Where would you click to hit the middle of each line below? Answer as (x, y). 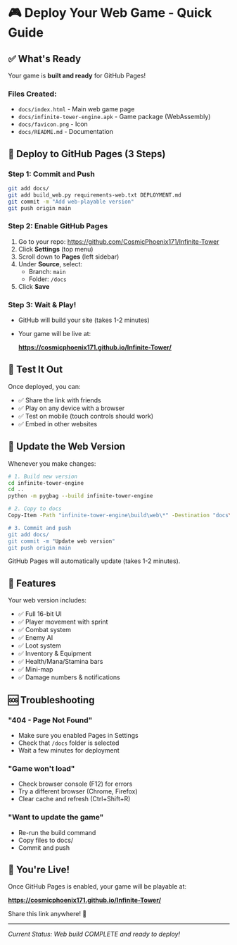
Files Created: (32, 94)
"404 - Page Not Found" (50, 720)
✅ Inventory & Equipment (55, 654)
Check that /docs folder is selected (69, 743)
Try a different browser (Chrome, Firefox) (78, 791)
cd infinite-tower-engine (46, 483)
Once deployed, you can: (44, 386)
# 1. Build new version (43, 476)
